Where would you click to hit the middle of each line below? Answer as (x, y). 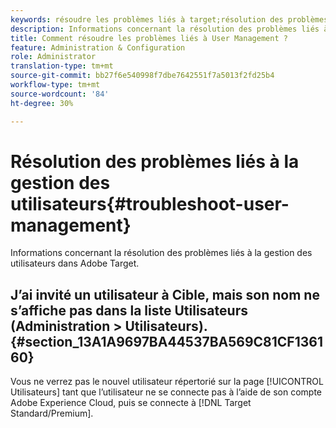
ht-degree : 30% (42, 103)
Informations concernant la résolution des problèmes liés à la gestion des (161, 253)
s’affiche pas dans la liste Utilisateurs (129, 310)
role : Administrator (53, 57)
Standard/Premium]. (52, 413)
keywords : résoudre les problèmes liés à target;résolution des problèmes (169, 19)
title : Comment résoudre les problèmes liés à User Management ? (149, 38)
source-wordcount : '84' (60, 94)
